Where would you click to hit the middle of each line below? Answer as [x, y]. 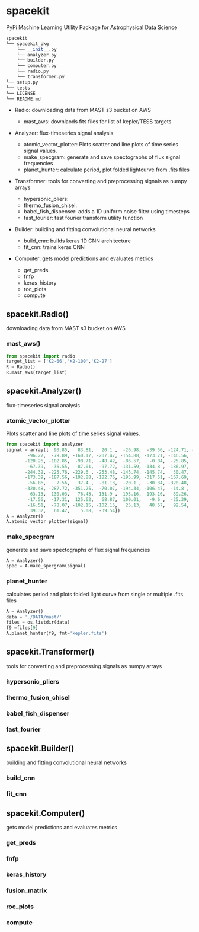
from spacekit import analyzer [45, 445]
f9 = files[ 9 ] [22, 628]
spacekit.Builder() [40, 748]
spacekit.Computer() [46, 813]
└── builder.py [36, 60]
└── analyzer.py [37, 55]
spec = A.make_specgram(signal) [46, 566]
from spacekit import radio [41, 356]
